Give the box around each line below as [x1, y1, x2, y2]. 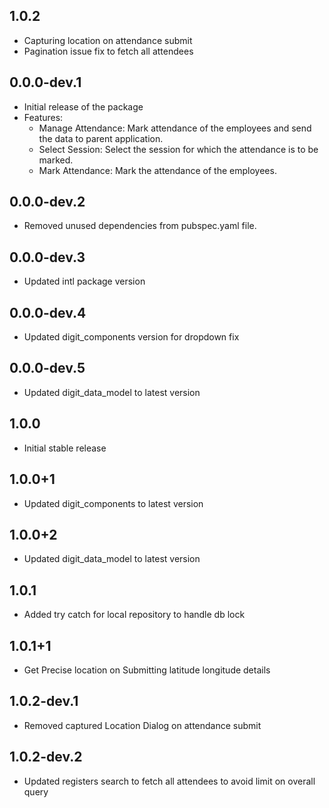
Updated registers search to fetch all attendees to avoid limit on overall [23, 775, 316, 787]
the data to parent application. [38, 132, 164, 144]
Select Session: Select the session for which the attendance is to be [38, 143, 319, 155]
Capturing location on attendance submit [23, 34, 193, 46]
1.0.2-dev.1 [9, 693, 79, 710]
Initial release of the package [23, 100, 144, 113]
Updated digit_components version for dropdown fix [23, 331, 240, 343]
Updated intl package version [23, 275, 146, 288]
